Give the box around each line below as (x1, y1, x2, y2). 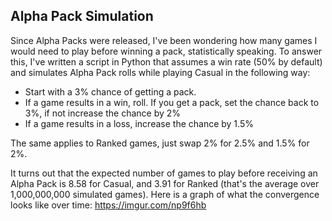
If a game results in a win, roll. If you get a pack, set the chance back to (24, 96, 320, 108)
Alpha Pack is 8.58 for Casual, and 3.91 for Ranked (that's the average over (10, 177, 320, 189)
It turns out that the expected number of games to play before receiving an (10, 167, 318, 179)
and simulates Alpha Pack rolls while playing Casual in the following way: (10, 66, 311, 78)
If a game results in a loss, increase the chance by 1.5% (24, 117, 254, 129)
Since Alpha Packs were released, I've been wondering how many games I (10, 34, 318, 46)
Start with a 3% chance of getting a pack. (24, 85, 197, 98)
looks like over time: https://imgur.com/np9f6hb (10, 199, 207, 211)
